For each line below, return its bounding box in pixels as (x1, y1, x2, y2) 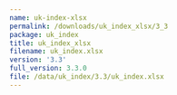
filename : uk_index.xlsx (9, 47, 103, 56)
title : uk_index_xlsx (9, 38, 92, 48)
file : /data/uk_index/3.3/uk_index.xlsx (9, 72, 165, 81)
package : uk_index (9, 30, 79, 39)
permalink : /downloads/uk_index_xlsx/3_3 (9, 22, 169, 31)
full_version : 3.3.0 (9, 64, 88, 73)
